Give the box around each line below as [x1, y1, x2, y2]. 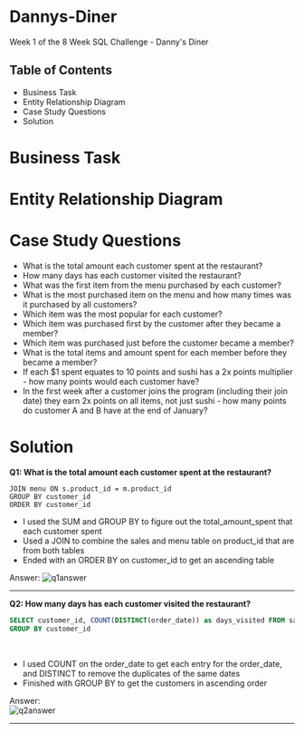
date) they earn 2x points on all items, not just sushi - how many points [22, 396, 287, 406]
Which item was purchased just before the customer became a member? [22, 337, 294, 348]
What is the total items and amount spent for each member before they [22, 347, 288, 358]
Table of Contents [9, 63, 113, 78]
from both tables [22, 545, 85, 555]
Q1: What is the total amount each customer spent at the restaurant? [9, 467, 272, 477]
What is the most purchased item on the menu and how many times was [22, 289, 292, 300]
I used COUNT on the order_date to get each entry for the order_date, [22, 658, 283, 669]
